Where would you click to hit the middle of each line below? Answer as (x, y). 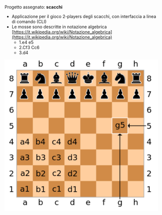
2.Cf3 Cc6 (29, 47)
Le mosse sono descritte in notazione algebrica (59, 27)
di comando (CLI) (29, 22)
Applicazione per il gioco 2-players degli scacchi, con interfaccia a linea (84, 16)
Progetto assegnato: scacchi (34, 7)
